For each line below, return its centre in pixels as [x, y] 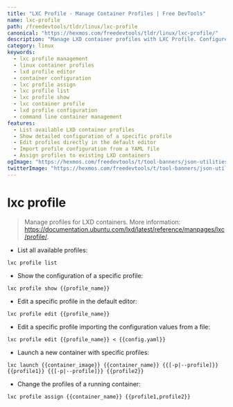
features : [21, 123]
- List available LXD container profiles [74, 130]
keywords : [21, 53]
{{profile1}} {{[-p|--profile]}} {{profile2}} [76, 371]
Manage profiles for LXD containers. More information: [102, 222]
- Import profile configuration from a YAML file [86, 149]
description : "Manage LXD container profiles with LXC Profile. [102, 40]
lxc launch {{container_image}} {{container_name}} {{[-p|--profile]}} [113, 365]
